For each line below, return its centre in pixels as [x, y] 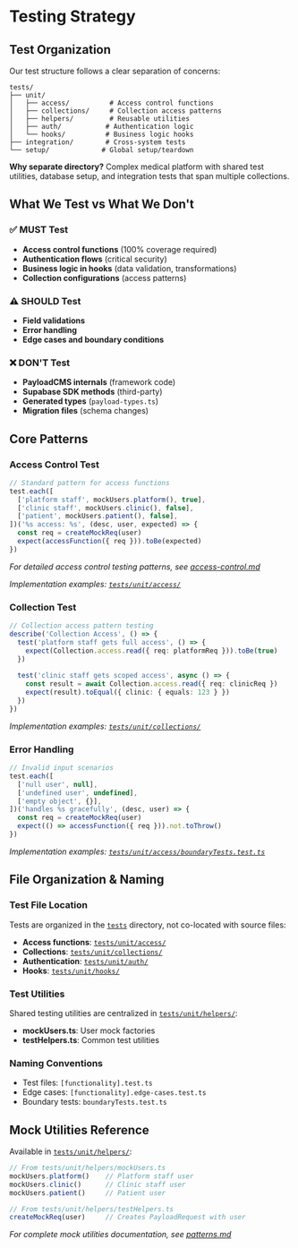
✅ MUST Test [39, 230]
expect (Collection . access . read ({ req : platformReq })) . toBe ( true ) [152, 651]
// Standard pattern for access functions [89, 483]
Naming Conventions [56, 1063]
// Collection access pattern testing [81, 626]
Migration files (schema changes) [85, 411]
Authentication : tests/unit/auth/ [85, 961]
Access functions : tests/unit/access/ [94, 942]
